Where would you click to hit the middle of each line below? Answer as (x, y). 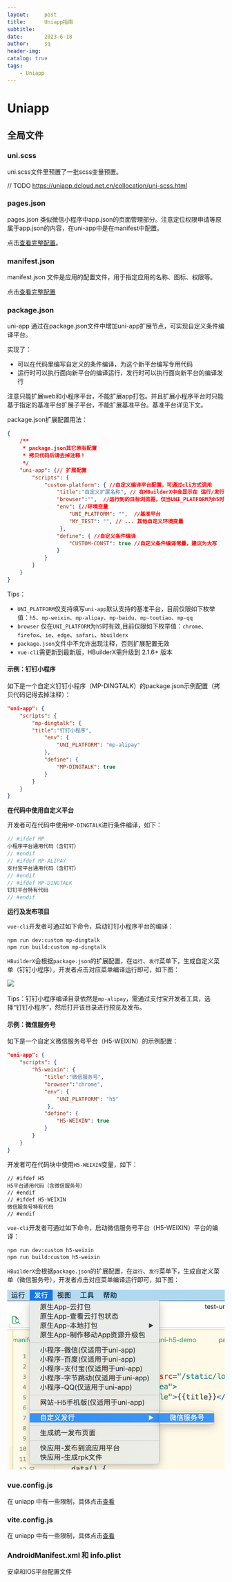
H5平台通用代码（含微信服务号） (46, 1186)
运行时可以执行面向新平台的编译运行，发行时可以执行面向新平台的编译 (117, 373)
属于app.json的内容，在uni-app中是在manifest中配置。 (85, 228)
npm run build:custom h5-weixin (54, 1257)
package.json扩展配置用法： (48, 420)
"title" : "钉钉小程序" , (62, 730)
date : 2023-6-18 (40, 37)
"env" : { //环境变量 (82, 507)
